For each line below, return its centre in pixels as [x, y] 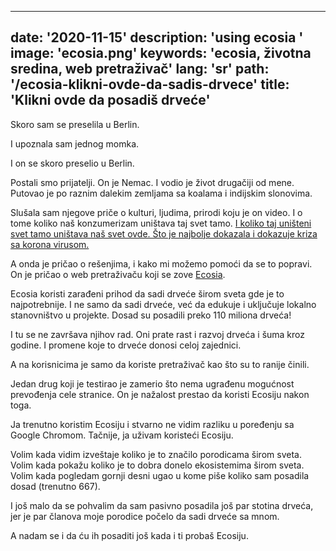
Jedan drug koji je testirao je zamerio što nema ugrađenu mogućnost [152, 383]
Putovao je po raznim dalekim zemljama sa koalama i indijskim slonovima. [161, 193]
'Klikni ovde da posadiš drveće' [110, 100]
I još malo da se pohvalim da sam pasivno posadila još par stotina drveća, [162, 505]
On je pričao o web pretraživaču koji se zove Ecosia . [118, 274]
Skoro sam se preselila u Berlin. [75, 124]
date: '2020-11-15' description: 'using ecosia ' [157, 37]
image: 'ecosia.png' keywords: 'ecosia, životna [161, 53]
